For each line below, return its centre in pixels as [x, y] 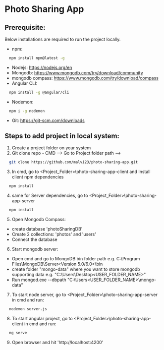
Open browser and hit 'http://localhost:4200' [57, 342]
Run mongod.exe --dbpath [39, 280]
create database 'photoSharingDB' [47, 229]
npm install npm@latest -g [37, 58]
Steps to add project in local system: [62, 136]
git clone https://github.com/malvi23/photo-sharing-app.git [74, 162]
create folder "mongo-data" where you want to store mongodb [76, 269]
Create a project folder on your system [51, 148]
